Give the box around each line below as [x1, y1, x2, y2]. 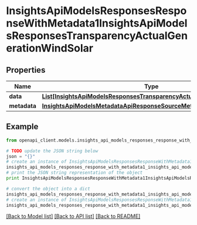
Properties [6, 65, 46, 75]
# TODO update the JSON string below [6, 148, 98, 154]
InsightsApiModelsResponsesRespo [6, 4, 187, 18]
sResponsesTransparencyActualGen [6, 29, 188, 42]
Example [6, 122, 39, 132]
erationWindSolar [6, 42, 94, 55]
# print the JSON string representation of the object [6, 170, 143, 176]
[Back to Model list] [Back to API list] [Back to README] [6, 213, 141, 220]
